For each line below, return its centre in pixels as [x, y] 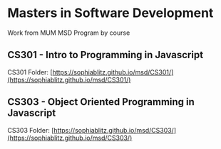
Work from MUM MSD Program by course [69, 33]
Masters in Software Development [110, 13]
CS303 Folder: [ [31, 130]
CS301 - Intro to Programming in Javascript [106, 55]
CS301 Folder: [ [30, 72]
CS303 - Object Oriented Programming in [101, 102]
